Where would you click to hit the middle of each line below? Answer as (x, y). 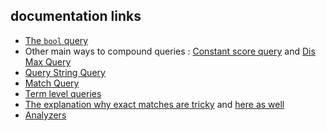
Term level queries (63, 93)
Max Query (48, 61)
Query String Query (65, 72)
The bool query (56, 40)
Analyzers (45, 115)
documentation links (76, 16)
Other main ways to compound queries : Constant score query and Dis (170, 51)
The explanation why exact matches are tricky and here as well (154, 104)
